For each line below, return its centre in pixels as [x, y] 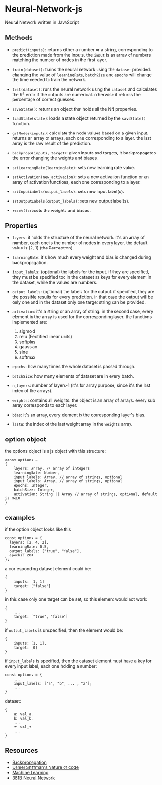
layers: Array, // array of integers [52, 469]
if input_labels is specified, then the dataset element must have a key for [78, 661]
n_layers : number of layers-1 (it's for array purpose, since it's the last [81, 385]
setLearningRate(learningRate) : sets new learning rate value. [73, 167]
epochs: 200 [22, 555]
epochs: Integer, [31, 486]
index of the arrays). [32, 390]
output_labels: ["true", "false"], [45, 551]
